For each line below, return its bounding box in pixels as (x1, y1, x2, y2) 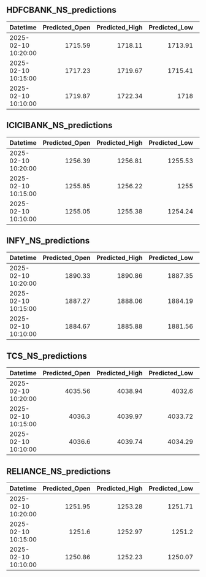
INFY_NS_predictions (6, 235, 90, 246)
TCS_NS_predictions (6, 351, 87, 361)
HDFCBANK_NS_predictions (6, 5, 116, 15)
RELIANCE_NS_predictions (6, 466, 111, 476)
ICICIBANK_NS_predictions (6, 120, 113, 131)
